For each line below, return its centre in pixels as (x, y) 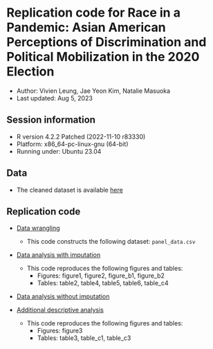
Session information (51, 120)
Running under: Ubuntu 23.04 (59, 151)
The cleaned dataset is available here (70, 190)
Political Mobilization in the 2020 (103, 57)
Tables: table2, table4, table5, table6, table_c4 (103, 283)
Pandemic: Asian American (86, 27)
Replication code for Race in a (94, 13)
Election (30, 72)
